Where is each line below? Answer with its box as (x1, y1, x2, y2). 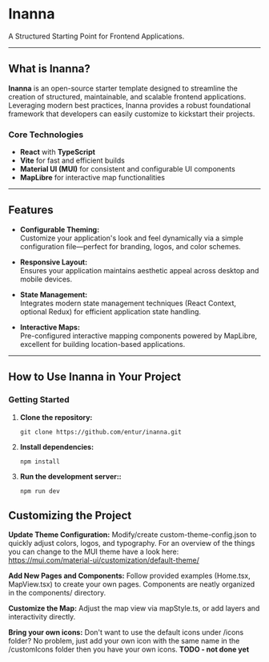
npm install (19, 458, 60, 466)
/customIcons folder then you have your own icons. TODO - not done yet (8, 644, 250, 654)
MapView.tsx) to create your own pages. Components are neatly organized (8, 579, 255, 589)
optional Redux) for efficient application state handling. (19, 306, 202, 317)
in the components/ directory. (8, 588, 106, 598)
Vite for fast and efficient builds (19, 155, 126, 165)
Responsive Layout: (19, 257, 88, 267)
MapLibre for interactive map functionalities (19, 173, 166, 183)
